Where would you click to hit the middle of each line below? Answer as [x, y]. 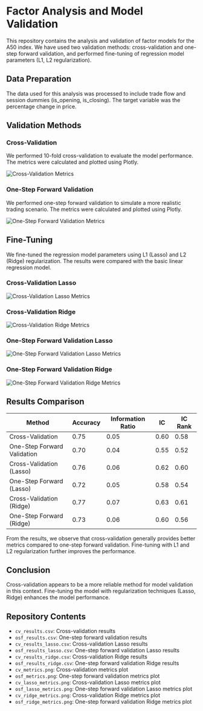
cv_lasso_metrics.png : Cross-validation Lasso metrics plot [88, 683]
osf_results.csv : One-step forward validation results [81, 638]
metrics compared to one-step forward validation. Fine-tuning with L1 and [98, 545]
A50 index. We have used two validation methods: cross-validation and [95, 47]
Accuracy [86, 423]
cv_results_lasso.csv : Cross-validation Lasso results [81, 644]
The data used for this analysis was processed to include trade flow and [96, 93]
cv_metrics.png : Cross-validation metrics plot [72, 670]
